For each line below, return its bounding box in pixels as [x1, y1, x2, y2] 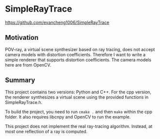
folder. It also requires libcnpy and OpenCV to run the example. [5, 114, 131, 120]
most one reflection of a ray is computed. [5, 128, 88, 134]
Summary [5, 76, 35, 85]
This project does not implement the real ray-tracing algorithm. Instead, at [5, 123, 153, 129]
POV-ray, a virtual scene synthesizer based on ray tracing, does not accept [5, 46, 155, 52]
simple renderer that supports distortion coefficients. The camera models [5, 57, 152, 63]
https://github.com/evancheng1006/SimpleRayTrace [5, 19, 110, 25]
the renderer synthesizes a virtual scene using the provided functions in [5, 94, 149, 100]
